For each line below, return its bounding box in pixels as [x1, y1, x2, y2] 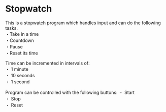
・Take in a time [5, 31, 39, 37]
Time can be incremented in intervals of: [5, 60, 90, 66]
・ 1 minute [5, 66, 29, 72]
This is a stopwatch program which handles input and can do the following [5, 20, 161, 26]
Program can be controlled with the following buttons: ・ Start [5, 89, 135, 95]
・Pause [5, 43, 23, 49]
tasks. [5, 25, 18, 31]
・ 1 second [5, 79, 30, 85]
